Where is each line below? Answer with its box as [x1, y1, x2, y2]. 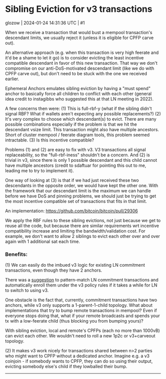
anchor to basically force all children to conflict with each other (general [5, 91, 152, 96]
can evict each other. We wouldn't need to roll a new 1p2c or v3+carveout [5, 333, 156, 339]
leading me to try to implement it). [5, 167, 74, 174]
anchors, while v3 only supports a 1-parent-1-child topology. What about [5, 302, 153, 308]
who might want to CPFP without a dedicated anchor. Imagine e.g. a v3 [5, 353, 150, 359]
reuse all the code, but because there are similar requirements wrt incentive [5, 223, 159, 229]
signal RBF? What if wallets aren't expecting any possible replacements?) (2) [5, 110, 161, 117]
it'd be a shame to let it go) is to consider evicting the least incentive [5, 54, 144, 60]
